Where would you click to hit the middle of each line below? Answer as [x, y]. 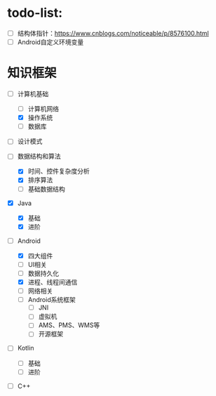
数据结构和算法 [39, 157]
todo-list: [35, 13]
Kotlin [26, 348]
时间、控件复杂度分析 [59, 171]
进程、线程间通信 [53, 282]
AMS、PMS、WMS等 [69, 325]
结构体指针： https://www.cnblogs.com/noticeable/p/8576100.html [113, 33]
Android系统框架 [52, 300]
